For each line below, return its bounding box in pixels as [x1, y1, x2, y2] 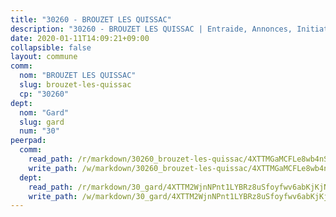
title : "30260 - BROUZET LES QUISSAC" [10, 14, 172, 25]
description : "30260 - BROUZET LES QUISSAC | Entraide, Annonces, [10, 24, 293, 34]
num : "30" [19, 126, 60, 136]
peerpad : [10, 136, 47, 146]
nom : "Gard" [19, 107, 70, 118]
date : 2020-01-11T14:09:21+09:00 [10, 33, 150, 43]
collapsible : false [10, 42, 92, 53]
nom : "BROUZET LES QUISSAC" [19, 71, 137, 81]
